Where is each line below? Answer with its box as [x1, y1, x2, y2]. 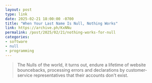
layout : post [5, 7, 32, 12]
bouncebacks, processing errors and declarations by [17, 67, 125, 73]
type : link [5, 12, 28, 17]
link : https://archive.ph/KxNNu [5, 26, 72, 30]
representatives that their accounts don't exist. [34, 72, 128, 78]
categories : [5, 35, 30, 40]
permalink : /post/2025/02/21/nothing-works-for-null [5, 30, 116, 35]
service [17, 72, 33, 78]
